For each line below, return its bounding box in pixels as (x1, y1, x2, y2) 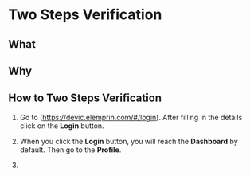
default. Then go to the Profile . (19, 145, 122, 154)
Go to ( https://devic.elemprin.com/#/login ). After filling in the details (19, 112, 243, 122)
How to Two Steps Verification (8, 92, 162, 105)
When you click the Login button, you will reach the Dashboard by (19, 136, 239, 146)
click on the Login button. (19, 121, 105, 131)
